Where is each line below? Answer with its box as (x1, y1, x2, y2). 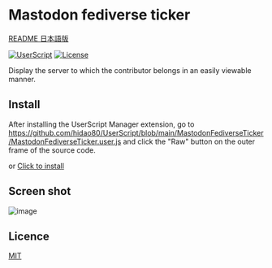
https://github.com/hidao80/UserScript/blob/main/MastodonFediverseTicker (8, 128, 264, 137)
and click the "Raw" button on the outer (123, 136, 256, 146)
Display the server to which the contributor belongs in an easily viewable (8, 65, 252, 75)
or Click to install (8, 161, 65, 171)
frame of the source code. (8, 145, 96, 155)
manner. (8, 74, 37, 84)
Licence (8, 229, 50, 243)
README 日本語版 (8, 33, 69, 43)
